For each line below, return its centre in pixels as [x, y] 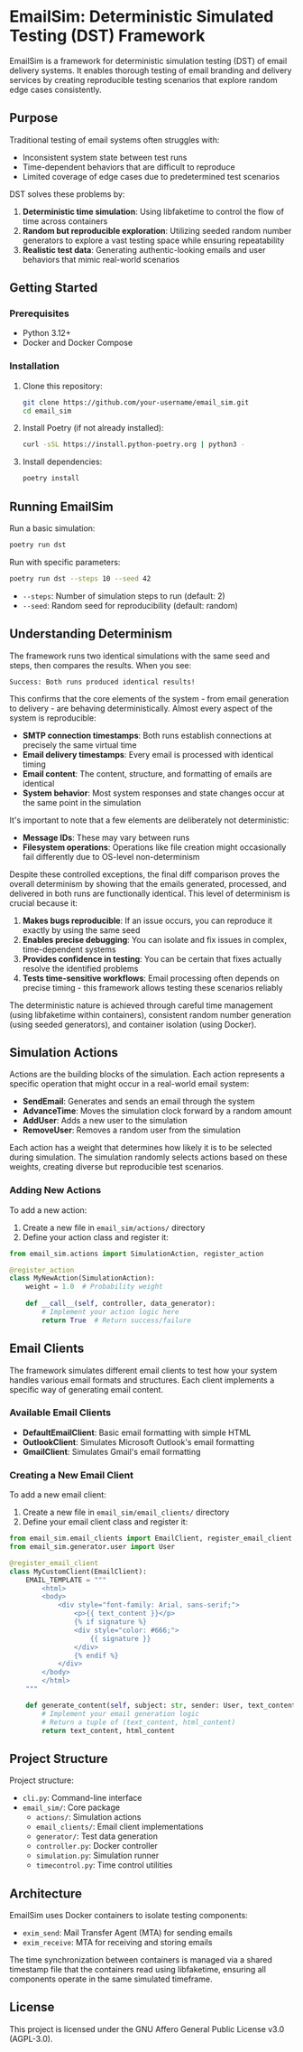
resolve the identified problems [80, 968]
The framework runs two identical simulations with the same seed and [140, 656]
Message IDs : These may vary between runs [106, 837]
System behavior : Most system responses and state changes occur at [153, 793]
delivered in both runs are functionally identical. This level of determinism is [150, 893]
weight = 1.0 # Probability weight [95, 1287]
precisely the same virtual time [79, 745]
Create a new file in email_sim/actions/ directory [114, 1227]
